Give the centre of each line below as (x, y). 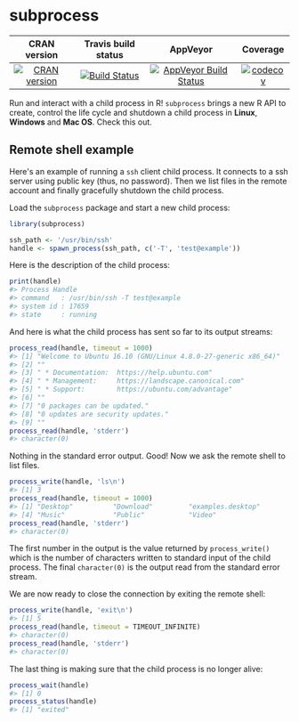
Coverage (263, 49)
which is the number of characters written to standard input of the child (140, 558)
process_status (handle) (53, 702)
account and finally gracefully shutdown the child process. (117, 190)
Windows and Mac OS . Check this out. (81, 122)
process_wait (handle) (49, 685)
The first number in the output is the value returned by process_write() (140, 548)
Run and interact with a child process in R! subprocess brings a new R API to (148, 102)
